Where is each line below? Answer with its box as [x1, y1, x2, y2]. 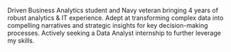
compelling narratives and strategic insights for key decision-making [7, 21, 208, 29]
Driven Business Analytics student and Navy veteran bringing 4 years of [7, 6, 219, 14]
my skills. [7, 36, 35, 45]
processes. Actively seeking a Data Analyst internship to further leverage [7, 28, 222, 37]
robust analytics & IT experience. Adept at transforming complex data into [7, 14, 224, 22]
